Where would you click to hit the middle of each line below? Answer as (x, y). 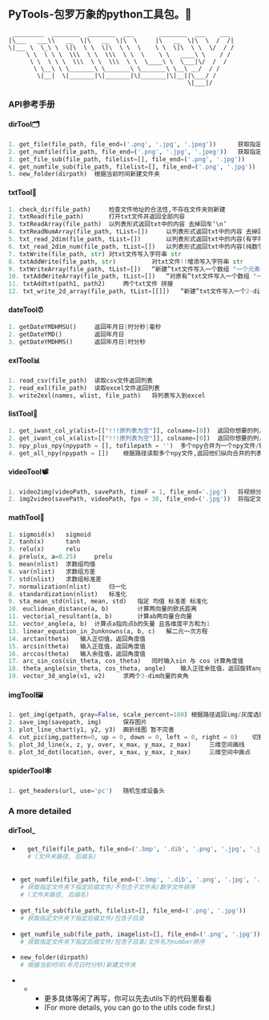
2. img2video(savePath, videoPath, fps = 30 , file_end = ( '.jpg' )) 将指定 (132, 499)
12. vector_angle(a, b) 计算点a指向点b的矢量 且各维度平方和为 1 (109, 624)
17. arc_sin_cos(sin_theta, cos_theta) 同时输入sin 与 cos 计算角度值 (126, 661)
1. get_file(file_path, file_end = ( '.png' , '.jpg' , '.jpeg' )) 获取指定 (135, 144)
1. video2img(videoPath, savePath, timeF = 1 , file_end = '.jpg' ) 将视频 (132, 492)
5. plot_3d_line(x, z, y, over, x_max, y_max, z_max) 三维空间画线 (127, 745)
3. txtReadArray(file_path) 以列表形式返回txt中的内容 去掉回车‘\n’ (118, 224)
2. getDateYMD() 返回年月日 (66, 335)
